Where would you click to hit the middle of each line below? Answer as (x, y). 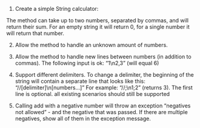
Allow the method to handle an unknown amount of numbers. (91, 45)
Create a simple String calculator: (57, 9)
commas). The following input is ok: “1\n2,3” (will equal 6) (87, 63)
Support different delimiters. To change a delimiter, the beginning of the (104, 75)
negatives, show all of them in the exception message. (83, 118)
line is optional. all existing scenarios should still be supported (92, 94)
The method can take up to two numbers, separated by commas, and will (98, 20)
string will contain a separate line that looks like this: (80, 81)
